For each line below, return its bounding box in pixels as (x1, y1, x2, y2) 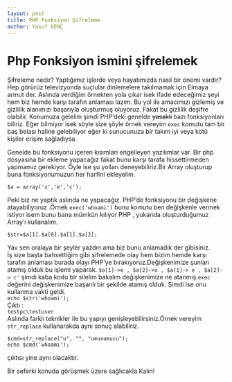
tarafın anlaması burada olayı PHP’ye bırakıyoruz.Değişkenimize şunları (7, 258, 210, 267)
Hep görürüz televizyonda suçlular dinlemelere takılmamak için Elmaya (7, 83, 209, 92)
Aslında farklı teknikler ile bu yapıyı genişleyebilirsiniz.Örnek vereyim (7, 315, 202, 323)
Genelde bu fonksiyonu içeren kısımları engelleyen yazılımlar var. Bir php (7, 148, 214, 157)
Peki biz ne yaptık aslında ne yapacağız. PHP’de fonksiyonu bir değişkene (7, 196, 217, 205)
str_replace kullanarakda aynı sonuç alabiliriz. (7, 322, 140, 330)
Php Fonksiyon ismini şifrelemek (7, 53, 198, 69)
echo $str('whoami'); (7, 295, 70, 302)
